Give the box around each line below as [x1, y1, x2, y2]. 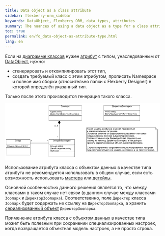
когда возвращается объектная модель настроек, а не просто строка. [5, 225, 153, 231]
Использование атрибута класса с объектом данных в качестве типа [5, 164, 151, 170]
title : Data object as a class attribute [5, 8, 91, 13]
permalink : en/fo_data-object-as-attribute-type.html [5, 34, 118, 39]
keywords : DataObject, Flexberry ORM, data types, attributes [5, 18, 135, 23]
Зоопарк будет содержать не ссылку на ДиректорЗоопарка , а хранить [5, 200, 146, 206]
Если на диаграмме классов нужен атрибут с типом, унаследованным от [5, 53, 160, 59]
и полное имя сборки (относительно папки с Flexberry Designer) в [12, 78, 152, 84]
